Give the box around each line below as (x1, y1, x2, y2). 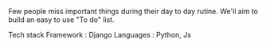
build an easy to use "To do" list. (8, 15, 115, 24)
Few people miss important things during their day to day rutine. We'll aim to (8, 7, 259, 16)
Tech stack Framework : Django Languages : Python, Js (8, 31, 191, 39)
